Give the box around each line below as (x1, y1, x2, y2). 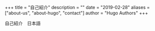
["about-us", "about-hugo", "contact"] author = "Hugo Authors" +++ (5, 10, 148, 16)
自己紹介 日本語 (5, 20, 41, 26)
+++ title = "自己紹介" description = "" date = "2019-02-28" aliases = (5, 4, 150, 10)
